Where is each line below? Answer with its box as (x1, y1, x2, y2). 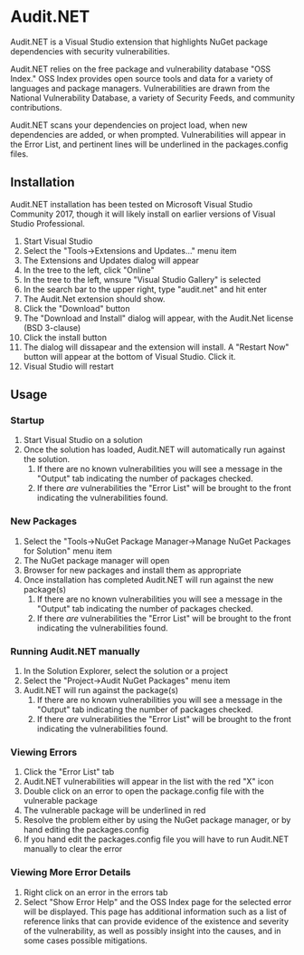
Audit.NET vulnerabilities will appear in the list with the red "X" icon (23, 777, 274, 787)
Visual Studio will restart (23, 361, 114, 371)
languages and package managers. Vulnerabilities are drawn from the (10, 82, 271, 93)
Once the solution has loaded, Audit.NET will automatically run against (23, 444, 286, 455)
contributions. (10, 101, 62, 112)
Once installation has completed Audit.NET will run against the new (23, 574, 274, 585)
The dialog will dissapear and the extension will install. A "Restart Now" (23, 342, 290, 352)
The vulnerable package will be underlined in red (23, 805, 206, 816)
